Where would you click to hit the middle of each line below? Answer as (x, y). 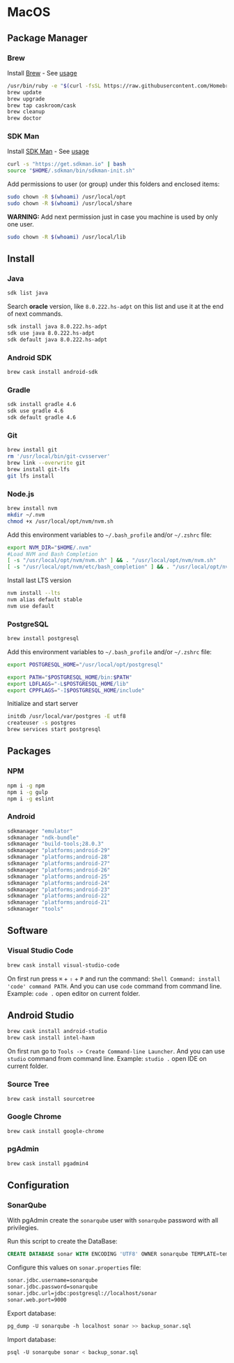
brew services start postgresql (54, 730)
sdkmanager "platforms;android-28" (59, 857)
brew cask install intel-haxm (51, 1038)
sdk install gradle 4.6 (42, 405)
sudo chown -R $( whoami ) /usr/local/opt (67, 197)
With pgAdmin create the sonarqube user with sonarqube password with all (113, 1220)
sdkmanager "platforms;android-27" (59, 864)
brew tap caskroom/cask (42, 106)
